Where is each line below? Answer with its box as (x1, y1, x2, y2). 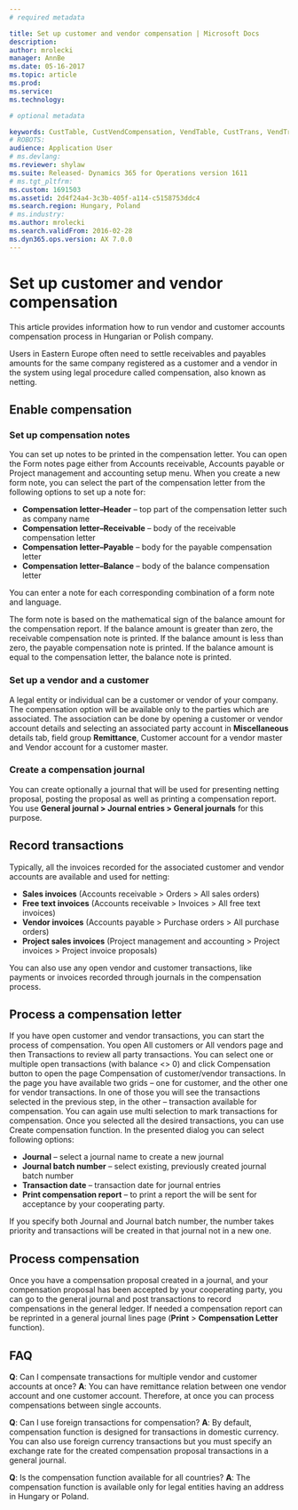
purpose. (9, 812, 43, 823)
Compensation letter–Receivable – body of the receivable (21, 523, 237, 534)
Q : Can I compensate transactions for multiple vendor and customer (9, 1371, 258, 1383)
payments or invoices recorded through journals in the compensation (9, 971, 262, 983)
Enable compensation (9, 402, 132, 417)
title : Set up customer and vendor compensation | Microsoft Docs (9, 28, 260, 38)
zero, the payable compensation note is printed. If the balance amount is (9, 642, 274, 654)
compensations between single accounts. (9, 1400, 161, 1410)
